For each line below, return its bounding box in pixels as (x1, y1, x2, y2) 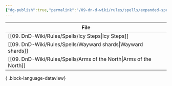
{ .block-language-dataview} (5, 75, 66, 81)
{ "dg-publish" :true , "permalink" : (5, 7, 77, 13)
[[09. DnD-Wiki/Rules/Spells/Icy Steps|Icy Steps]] (8, 32, 129, 39)
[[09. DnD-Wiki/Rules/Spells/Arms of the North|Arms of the (8, 55, 152, 62)
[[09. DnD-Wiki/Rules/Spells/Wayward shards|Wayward (8, 40, 143, 48)
